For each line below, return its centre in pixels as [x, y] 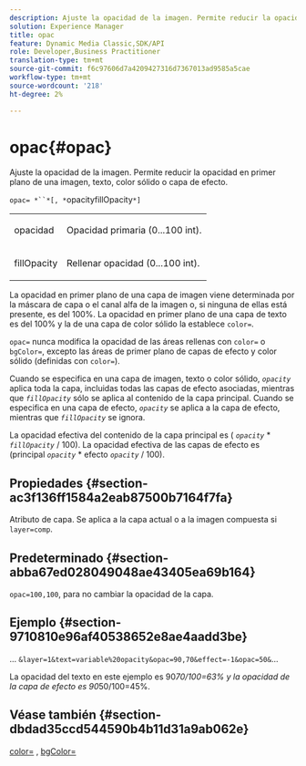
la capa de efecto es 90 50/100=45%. [80, 686]
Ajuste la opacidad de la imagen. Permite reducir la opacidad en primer [143, 172]
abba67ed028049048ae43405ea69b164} [133, 572]
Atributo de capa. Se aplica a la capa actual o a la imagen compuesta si [143, 520]
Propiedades [46, 483]
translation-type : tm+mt [56, 60]
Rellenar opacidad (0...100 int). [133, 264]
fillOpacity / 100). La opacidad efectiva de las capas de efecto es [135, 445]
